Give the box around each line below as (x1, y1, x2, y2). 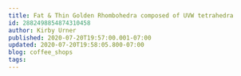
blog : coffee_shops (8, 48, 73, 56)
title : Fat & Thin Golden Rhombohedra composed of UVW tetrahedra (8, 11, 234, 20)
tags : (8, 56, 26, 64)
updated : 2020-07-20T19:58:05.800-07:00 (8, 41, 145, 49)
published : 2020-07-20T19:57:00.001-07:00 (8, 33, 152, 42)
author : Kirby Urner (8, 26, 77, 34)
